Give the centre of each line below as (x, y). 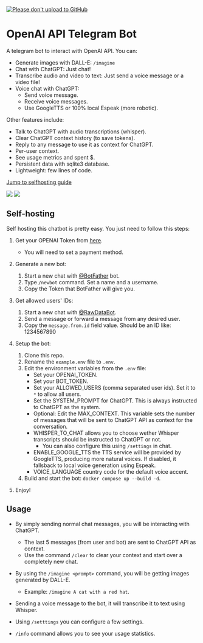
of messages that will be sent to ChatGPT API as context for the (113, 420)
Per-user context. (37, 151)
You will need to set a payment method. (74, 252)
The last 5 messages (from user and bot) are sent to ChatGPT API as (110, 542)
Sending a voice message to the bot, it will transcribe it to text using (100, 603)
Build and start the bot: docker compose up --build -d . (92, 478)
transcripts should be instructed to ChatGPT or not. (98, 439)
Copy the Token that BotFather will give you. (80, 289)
